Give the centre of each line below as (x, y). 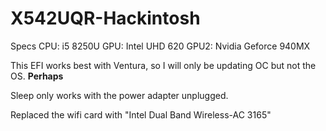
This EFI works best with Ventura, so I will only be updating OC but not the (163, 65)
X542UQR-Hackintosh (105, 18)
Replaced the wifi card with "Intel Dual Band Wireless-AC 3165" (141, 114)
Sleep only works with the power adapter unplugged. (119, 95)
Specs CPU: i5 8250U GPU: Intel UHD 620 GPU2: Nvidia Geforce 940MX (160, 46)
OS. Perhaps (37, 76)
